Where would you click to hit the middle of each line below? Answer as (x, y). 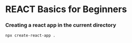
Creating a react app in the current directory (61, 25)
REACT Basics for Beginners (66, 9)
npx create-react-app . (30, 36)
